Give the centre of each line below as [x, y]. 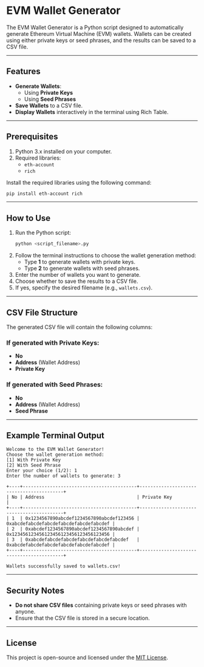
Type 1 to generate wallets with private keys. [80, 262]
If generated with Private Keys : [53, 342]
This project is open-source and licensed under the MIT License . [87, 657]
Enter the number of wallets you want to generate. [78, 275]
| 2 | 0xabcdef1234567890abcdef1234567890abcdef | [73, 529]
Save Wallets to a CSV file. [49, 105]
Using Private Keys [49, 92]
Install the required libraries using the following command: [79, 182]
